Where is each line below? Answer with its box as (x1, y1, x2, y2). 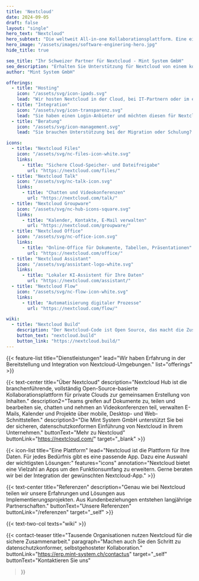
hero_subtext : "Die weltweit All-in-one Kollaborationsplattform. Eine (6, 36, 187, 42)
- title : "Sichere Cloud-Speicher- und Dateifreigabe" (21, 162, 161, 168)
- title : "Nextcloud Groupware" (11, 200, 92, 206)
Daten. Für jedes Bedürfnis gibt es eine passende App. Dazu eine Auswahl (6, 453, 188, 460)
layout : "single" (6, 25, 49, 31)
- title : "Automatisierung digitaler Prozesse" (21, 300, 142, 306)
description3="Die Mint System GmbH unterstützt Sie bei (44, 416, 184, 423)
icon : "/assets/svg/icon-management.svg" (17, 124, 120, 130)
